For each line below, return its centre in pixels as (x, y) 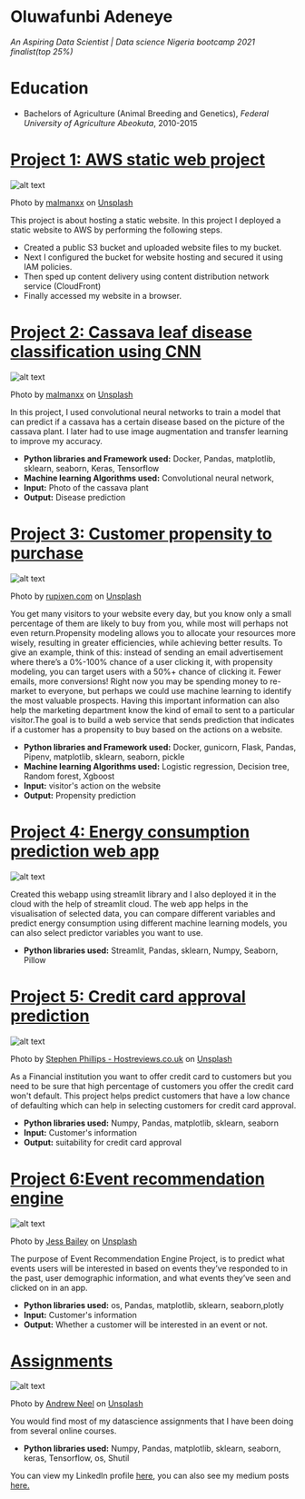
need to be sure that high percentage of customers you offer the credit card (152, 1086)
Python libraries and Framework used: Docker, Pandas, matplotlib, (149, 458)
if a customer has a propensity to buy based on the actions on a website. (147, 730)
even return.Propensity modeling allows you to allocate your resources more (153, 632)
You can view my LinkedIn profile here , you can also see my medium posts (150, 1476)
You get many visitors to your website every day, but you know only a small (151, 613)
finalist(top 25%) (42, 51)
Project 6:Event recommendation (138, 1179)
